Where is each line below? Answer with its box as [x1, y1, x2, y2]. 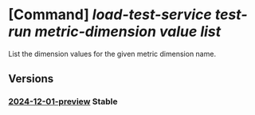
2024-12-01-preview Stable [8, 96, 118, 107]
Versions [8, 72, 54, 85]
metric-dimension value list [34, 22, 222, 41]
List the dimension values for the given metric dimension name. [8, 49, 217, 58]
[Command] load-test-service [8, 6, 213, 24]
